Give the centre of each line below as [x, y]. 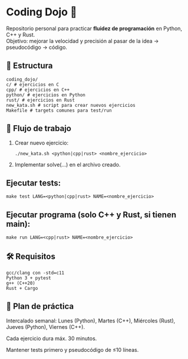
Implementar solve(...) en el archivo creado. [67, 164]
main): [18, 224]
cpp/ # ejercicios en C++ [38, 90]
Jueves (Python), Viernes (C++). [46, 327]
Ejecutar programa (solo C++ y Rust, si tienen [91, 215]
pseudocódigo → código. [37, 47]
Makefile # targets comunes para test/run [59, 110]
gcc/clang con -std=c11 [35, 273]
